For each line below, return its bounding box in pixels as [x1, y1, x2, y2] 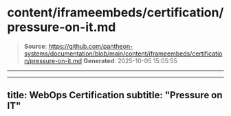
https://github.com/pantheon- [48, 42, 133, 50]
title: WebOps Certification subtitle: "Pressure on [7, 89, 223, 101]
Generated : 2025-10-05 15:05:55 [83, 56, 177, 65]
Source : [23, 42, 47, 50]
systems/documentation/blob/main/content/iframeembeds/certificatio [23, 49, 223, 58]
